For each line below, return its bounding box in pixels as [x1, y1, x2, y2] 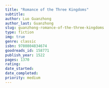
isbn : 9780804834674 [5, 44, 48, 48]
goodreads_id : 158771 [5, 48, 50, 53]
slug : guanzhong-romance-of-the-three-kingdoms [5, 25, 105, 30]
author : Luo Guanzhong [5, 16, 52, 21]
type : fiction [5, 30, 34, 35]
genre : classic [5, 39, 36, 44]
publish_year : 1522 [5, 52, 45, 58]
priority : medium [5, 75, 41, 80]
